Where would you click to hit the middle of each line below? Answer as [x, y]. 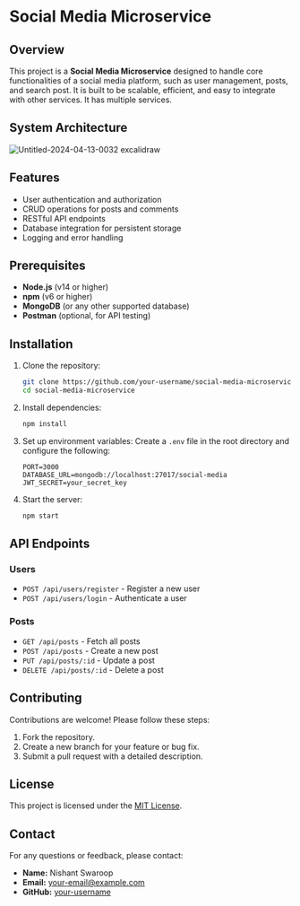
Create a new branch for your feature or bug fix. [111, 746]
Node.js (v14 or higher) [65, 287]
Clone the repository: [61, 366]
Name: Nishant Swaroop [68, 873]
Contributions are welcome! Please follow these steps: [110, 719]
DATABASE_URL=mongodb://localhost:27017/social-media [124, 475]
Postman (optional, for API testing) [86, 316]
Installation [41, 344]
